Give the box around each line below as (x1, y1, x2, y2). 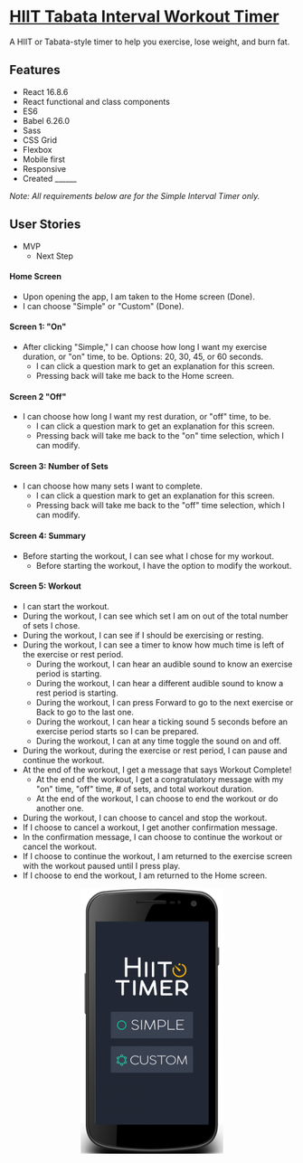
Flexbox (22, 144, 52, 155)
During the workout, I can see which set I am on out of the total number (22, 610, 289, 621)
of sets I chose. (22, 619, 80, 630)
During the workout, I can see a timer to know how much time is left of (22, 639, 285, 650)
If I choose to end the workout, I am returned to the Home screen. (22, 870, 268, 881)
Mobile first (22, 154, 66, 165)
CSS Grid (22, 134, 57, 146)
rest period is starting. (35, 687, 119, 698)
